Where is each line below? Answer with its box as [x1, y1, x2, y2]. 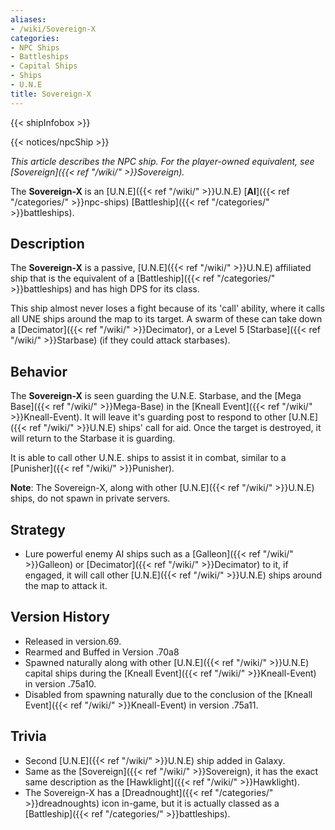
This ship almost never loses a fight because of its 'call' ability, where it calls [10, 302, 325, 315]
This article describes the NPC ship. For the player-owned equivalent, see [10, 155, 315, 167]
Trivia [10, 728, 47, 745]
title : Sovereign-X [10, 89, 92, 99]
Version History [10, 609, 110, 626]
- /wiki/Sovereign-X [10, 24, 97, 34]
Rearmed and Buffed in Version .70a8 [24, 646, 180, 658]
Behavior [10, 363, 68, 380]
